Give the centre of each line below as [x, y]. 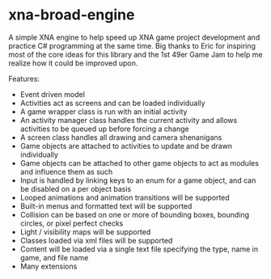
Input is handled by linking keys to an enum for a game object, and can [138, 180]
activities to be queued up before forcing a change [104, 129]
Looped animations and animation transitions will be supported [125, 197]
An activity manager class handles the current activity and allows [129, 120]
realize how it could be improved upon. [73, 63]
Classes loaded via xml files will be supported [96, 240]
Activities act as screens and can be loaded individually [112, 103]
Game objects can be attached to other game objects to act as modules [139, 163]
